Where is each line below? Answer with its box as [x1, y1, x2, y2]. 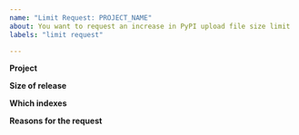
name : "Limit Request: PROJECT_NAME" [9, 13, 153, 23]
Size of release [9, 81, 67, 92]
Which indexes [9, 98, 67, 109]
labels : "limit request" [9, 30, 104, 39]
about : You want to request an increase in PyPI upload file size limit [9, 22, 291, 31]
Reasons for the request [9, 115, 103, 127]
